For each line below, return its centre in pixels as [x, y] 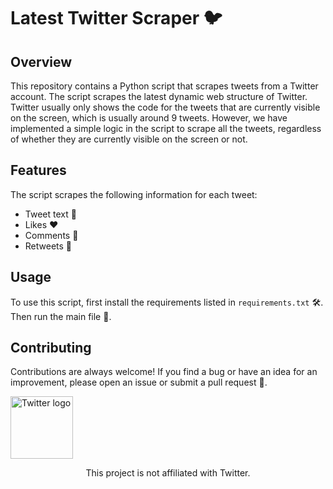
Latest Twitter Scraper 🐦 [116, 18]
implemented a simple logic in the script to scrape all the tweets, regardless [166, 128]
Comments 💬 [51, 235]
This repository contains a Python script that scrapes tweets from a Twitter [164, 86]
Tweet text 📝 [50, 214]
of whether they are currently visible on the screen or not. [129, 139]
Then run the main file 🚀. [61, 316]
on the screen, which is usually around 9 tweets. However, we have [149, 118]
